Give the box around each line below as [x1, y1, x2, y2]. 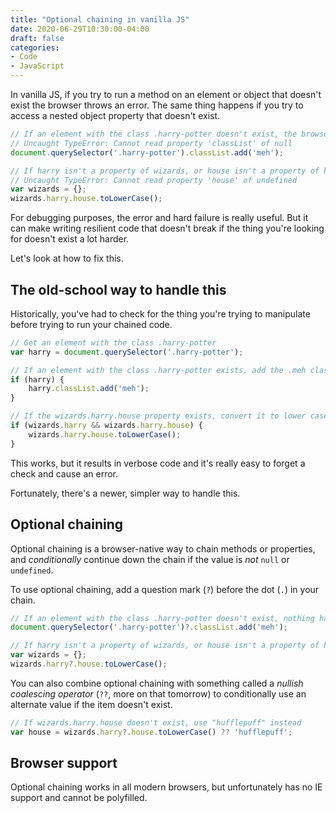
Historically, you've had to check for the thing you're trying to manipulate [10, 307, 311, 320]
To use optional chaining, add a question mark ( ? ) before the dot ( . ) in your [10, 583, 320, 595]
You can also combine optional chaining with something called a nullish [10, 677, 304, 689]
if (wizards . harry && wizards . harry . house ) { [10, 421, 203, 431]
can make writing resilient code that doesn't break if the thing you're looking [10, 222, 325, 235]
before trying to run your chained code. [10, 318, 173, 330]
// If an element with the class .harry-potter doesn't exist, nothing [10, 613, 315, 623]
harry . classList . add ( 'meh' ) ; [28, 384, 150, 394]
